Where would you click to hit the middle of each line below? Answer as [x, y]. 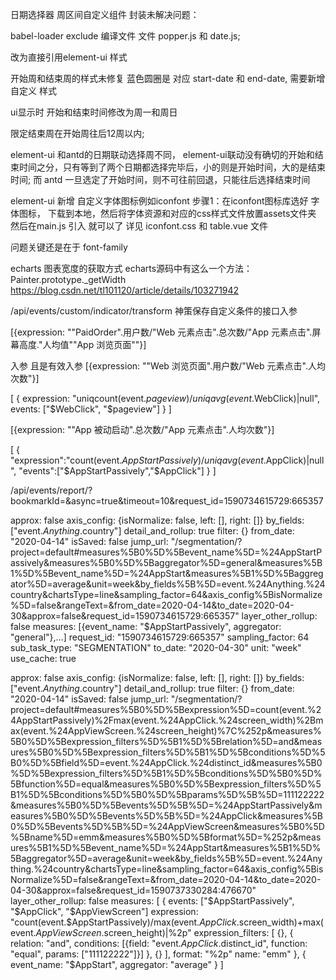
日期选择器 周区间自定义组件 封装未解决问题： [105, 14]
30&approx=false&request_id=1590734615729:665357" [125, 616]
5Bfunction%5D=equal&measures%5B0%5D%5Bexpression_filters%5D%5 [166, 784]
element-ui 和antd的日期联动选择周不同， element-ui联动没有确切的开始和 [162, 154]
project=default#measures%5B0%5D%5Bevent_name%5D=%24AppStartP [166, 552]
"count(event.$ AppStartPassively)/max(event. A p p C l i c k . [125, 922]
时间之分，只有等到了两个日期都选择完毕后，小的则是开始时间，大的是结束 [172, 167]
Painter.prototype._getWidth [68, 279]
